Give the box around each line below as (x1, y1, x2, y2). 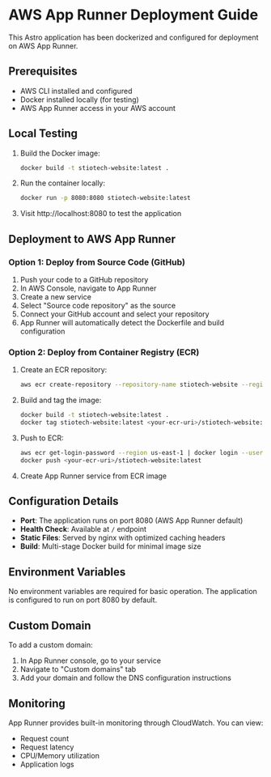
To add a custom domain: (8, 640, 93, 650)
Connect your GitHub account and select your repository (19, 309, 210, 319)
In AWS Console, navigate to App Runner (19, 283, 157, 293)
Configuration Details (8, 495, 119, 508)
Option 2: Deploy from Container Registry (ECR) (8, 346, 200, 358)
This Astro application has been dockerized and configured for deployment (8, 32, 259, 42)
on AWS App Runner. (8, 40, 78, 50)
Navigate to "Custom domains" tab (19, 664, 137, 674)
